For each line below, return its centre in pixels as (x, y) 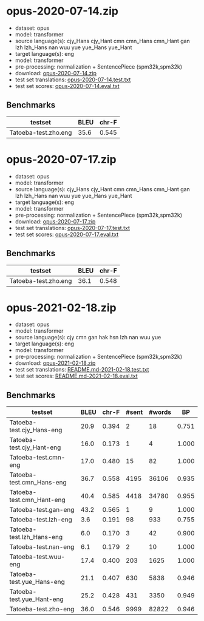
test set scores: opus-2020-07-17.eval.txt (67, 234)
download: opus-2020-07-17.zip (55, 221)
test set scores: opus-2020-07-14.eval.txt (67, 86)
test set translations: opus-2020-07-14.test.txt (73, 80)
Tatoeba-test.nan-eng (42, 547)
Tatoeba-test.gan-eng (42, 510)
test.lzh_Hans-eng (36, 537)
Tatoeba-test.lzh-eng (41, 520)
